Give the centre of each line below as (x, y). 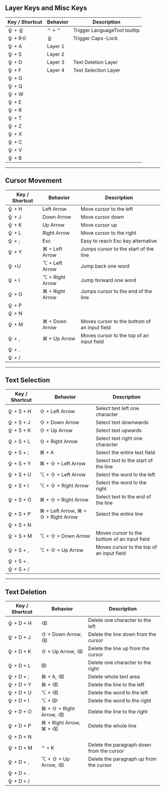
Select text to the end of (123, 497)
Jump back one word (105, 266)
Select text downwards (122, 423)
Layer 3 (56, 62)
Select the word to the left (125, 475)
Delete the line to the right (118, 712)
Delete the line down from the (122, 634)
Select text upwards (119, 430)
